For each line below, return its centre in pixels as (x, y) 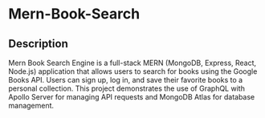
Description (38, 44)
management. (31, 106)
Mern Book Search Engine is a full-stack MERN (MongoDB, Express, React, (132, 63)
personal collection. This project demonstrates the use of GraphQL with (126, 88)
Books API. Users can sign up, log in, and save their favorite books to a (126, 80)
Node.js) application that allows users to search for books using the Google (133, 71)
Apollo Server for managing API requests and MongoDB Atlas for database (132, 97)
